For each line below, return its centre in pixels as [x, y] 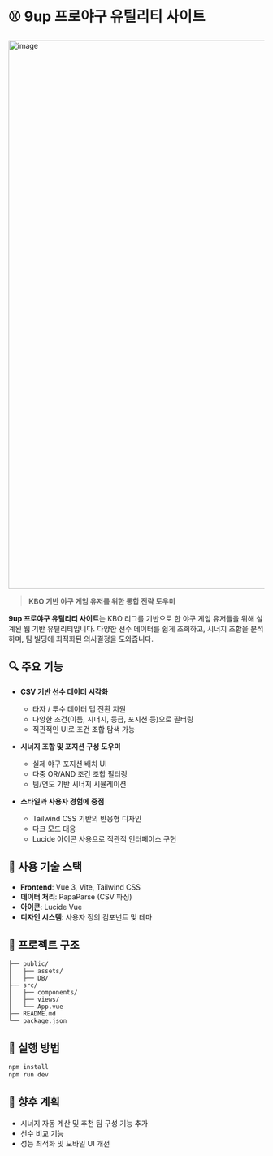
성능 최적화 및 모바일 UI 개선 [65, 1143]
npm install [28, 1067]
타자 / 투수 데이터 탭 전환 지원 [79, 708]
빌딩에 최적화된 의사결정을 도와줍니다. [94, 639]
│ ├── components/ [43, 993]
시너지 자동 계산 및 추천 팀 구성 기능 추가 [84, 1123]
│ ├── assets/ [36, 972]
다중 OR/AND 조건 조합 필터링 [80, 773]
